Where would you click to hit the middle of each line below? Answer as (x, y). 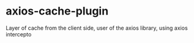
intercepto (19, 34)
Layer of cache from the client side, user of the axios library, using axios (97, 28)
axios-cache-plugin (57, 11)
